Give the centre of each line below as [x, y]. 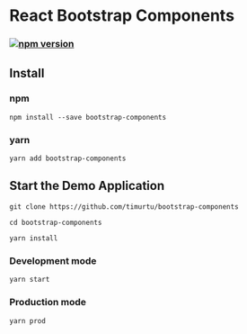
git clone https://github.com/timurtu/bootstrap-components [124, 207]
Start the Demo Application [87, 186]
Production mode [48, 302]
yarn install [34, 238]
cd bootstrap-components [56, 222]
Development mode [53, 260]
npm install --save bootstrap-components [88, 117]
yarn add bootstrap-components [68, 158]
